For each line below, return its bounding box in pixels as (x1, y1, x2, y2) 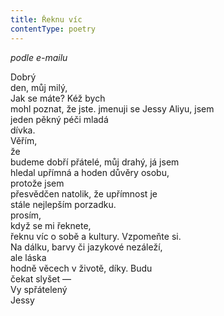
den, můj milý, (10, 81, 68, 93)
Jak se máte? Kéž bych (10, 92, 106, 104)
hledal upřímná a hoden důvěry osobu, (10, 166, 170, 178)
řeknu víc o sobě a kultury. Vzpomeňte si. (10, 230, 182, 242)
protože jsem (10, 177, 65, 189)
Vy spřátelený (10, 283, 68, 295)
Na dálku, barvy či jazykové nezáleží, (10, 241, 163, 253)
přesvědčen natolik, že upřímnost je (10, 187, 158, 200)
